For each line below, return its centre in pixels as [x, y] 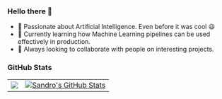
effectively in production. [54, 42]
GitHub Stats [30, 68]
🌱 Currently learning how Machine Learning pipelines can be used [114, 34]
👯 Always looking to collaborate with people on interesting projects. [116, 49]
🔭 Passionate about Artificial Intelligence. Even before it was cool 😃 [116, 27]
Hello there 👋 [30, 11]
